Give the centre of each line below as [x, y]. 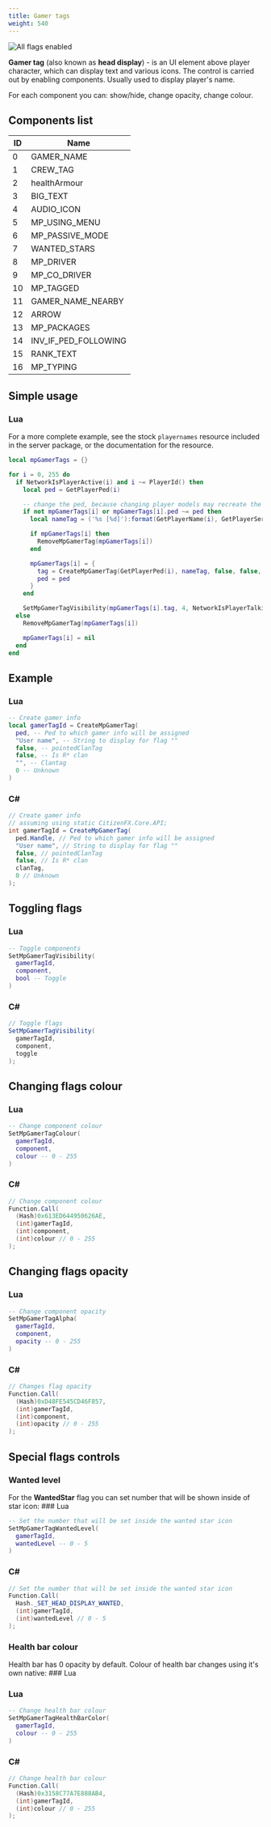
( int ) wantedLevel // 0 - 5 [61, 1619]
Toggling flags [45, 908]
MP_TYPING [54, 367]
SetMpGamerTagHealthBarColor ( [59, 1719]
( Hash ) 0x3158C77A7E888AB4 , [61, 1793]
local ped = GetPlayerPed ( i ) [72, 490]
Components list [51, 120]
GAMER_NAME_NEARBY [77, 302]
